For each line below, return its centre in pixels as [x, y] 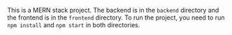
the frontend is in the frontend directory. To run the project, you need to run [116, 17]
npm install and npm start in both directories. [74, 25]
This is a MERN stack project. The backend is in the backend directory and [113, 10]
